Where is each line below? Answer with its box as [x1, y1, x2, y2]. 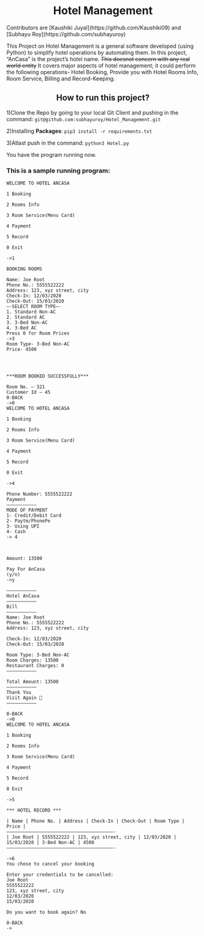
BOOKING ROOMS [6, 266, 43, 273]
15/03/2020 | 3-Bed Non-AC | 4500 [6, 840, 95, 846]
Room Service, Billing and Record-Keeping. [6, 75, 115, 82]
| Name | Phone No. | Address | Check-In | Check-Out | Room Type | [6, 818, 185, 825]
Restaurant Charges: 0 [6, 663, 64, 669]
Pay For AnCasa [6, 566, 45, 573]
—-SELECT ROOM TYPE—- [6, 304, 62, 310]
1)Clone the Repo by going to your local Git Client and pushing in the [6, 108, 179, 116]
